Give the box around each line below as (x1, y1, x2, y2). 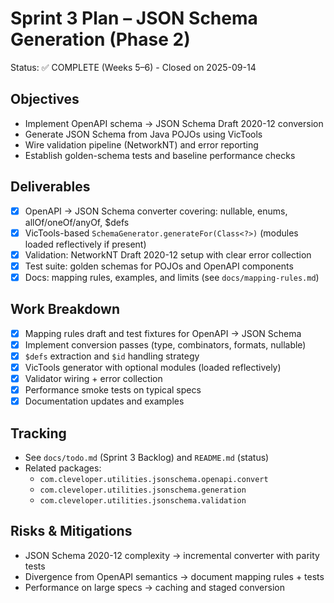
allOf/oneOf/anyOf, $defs (24, 216, 130, 228)
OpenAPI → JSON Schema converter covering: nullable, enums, (24, 205, 288, 217)
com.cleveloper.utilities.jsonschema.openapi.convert (39, 474, 269, 484)
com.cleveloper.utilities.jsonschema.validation (39, 495, 247, 506)
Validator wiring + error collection (24, 372, 163, 384)
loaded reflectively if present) (24, 238, 147, 250)
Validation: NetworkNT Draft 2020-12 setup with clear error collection (24, 248, 312, 261)
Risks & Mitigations (10, 523, 133, 540)
